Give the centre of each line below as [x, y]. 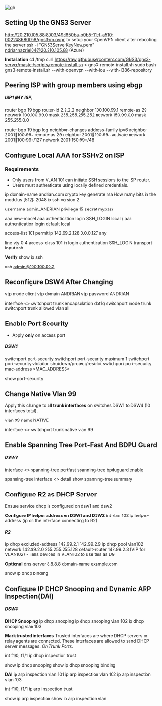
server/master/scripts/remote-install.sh [44, 65]
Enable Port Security [37, 324]
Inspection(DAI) [30, 596]
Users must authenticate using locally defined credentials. [70, 185]
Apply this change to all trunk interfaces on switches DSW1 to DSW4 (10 [78, 406]
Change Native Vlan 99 [41, 394]
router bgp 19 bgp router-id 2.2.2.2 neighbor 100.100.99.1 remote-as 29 [76, 110]
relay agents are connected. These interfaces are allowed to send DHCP [77, 641]
